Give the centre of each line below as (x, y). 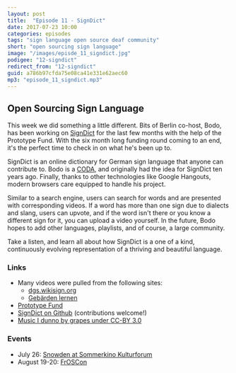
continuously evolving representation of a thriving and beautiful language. (115, 249)
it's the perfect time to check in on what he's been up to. (90, 148)
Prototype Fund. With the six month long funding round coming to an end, (114, 140)
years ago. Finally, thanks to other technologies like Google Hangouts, (109, 177)
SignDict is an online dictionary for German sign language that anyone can (116, 162)
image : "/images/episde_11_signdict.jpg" (69, 54)
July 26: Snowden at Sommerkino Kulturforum (85, 354)
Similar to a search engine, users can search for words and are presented (114, 198)
